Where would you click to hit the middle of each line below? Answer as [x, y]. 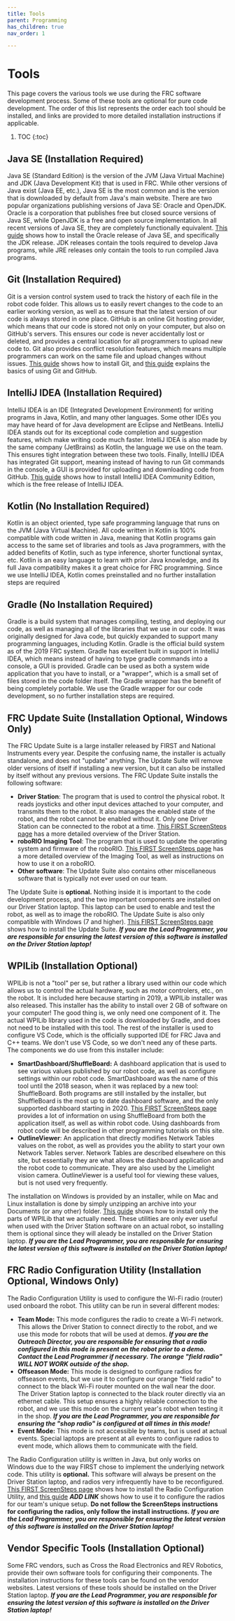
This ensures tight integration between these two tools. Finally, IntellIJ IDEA [116, 454]
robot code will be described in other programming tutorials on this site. [121, 1130]
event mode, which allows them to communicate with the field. [107, 1446]
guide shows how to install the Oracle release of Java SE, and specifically [113, 235]
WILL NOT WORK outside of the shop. [73, 1364]
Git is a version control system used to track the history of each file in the [113, 296]
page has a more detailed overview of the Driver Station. [99, 834]
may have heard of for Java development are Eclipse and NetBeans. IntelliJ [115, 425]
